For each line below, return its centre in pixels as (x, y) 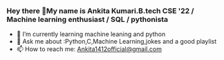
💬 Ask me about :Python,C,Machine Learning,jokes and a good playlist (116, 42)
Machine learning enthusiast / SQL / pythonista (87, 19)
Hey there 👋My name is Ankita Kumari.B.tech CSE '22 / (100, 11)
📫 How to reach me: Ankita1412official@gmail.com (89, 49)
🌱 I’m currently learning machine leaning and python (91, 34)
